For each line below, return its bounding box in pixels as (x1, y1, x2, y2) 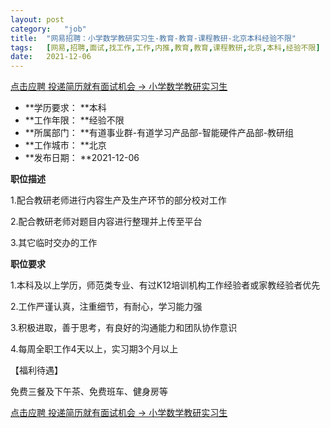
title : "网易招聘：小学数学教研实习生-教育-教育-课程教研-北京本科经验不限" (10, 33, 297, 43)
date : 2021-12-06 (10, 52, 92, 62)
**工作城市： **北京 (24, 139, 107, 151)
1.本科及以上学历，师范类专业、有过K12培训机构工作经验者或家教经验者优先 (10, 279, 321, 291)
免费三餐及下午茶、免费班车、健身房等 (10, 386, 168, 398)
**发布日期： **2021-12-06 (24, 152, 140, 164)
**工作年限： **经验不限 (24, 114, 125, 126)
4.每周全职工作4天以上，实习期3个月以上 (10, 343, 179, 355)
